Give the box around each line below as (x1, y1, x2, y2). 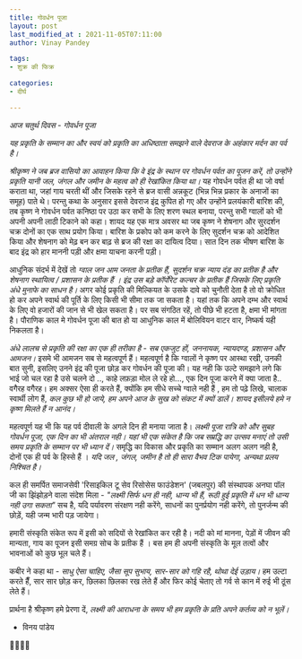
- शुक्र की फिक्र (9, 63, 55, 72)
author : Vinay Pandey (9, 38, 91, 48)
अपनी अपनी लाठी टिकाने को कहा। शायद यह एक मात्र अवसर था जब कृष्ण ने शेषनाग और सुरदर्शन (9, 216, 280, 227)
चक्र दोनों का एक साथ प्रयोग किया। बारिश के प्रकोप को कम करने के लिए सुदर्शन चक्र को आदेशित (9, 226, 280, 237)
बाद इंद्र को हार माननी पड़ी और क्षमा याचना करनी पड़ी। (9, 246, 162, 256)
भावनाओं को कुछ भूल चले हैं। (9, 548, 92, 559)
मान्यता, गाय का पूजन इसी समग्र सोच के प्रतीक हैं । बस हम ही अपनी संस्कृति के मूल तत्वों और (9, 537, 269, 548)
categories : (9, 79, 54, 88)
